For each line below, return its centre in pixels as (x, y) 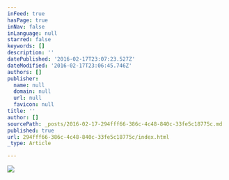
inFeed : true (26, 14)
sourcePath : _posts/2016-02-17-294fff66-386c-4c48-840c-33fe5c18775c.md (115, 124)
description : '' (31, 53)
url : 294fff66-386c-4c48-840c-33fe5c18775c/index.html (88, 137)
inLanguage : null (32, 33)
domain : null (32, 91)
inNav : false (26, 27)
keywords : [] (26, 46)
